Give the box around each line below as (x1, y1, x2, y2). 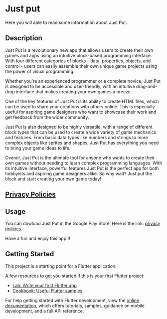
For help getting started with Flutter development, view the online (5, 297, 140, 303)
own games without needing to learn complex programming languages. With (5, 160, 163, 166)
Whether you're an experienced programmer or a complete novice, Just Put (5, 78, 161, 84)
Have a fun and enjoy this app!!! (5, 235, 71, 241)
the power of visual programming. (5, 68, 75, 74)
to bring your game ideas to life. (5, 145, 71, 151)
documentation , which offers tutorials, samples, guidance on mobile (5, 303, 145, 309)
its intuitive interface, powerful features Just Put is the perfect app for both (5, 165, 159, 171)
